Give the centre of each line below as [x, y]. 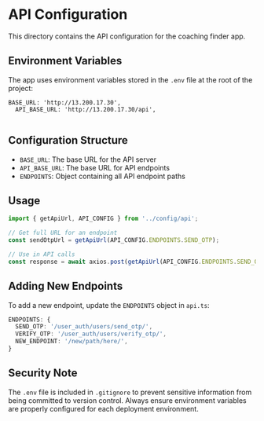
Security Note [43, 373]
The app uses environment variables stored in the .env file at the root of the [130, 79]
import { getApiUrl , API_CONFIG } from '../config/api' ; [103, 219]
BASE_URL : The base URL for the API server [88, 159]
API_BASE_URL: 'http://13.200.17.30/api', [86, 109]
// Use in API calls [42, 254]
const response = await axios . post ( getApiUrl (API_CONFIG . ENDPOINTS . [123, 262]
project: [21, 88]
